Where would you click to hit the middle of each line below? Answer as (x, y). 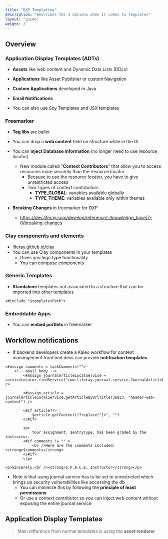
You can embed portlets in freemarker (52, 325)
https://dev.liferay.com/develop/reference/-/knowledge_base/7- (86, 218)
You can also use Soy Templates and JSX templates (66, 108)
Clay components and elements (44, 236)
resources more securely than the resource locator (72, 172)
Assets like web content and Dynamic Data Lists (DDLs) (70, 69)
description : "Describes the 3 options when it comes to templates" (78, 15)
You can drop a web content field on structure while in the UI (75, 142)
